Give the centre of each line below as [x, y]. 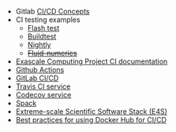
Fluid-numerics [52, 53]
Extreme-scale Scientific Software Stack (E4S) [92, 112]
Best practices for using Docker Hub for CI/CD [91, 120]
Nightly [39, 45]
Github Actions [40, 70]
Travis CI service [43, 86]
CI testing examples [48, 20]
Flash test [43, 28]
